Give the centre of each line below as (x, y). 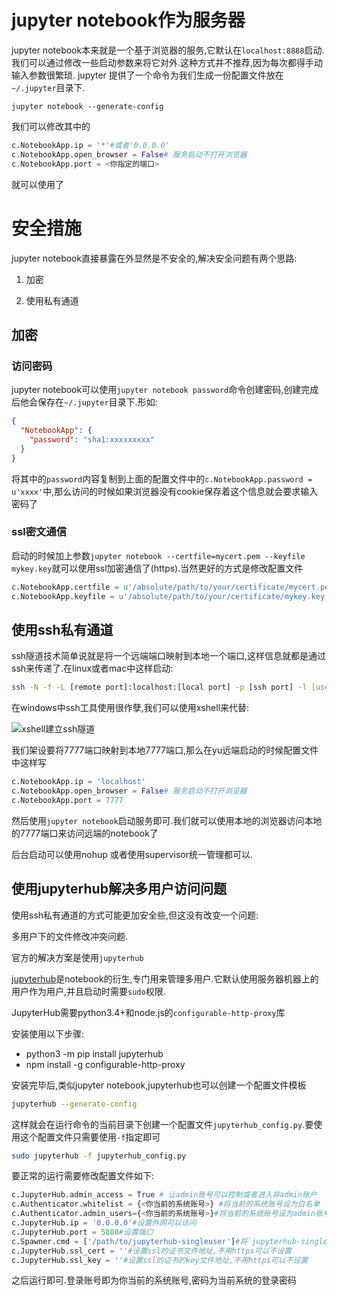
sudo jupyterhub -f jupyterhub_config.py (99, 1156)
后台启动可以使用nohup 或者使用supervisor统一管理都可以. (132, 854)
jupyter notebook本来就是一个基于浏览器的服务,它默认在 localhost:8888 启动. (168, 50)
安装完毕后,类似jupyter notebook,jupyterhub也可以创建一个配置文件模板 (159, 1085)
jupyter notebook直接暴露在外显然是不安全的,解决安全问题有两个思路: (154, 258)
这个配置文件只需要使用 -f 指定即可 (90, 1137)
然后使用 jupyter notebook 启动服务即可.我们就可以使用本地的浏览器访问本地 (167, 820)
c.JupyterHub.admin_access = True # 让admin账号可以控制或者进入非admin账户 (164, 1195)
